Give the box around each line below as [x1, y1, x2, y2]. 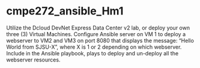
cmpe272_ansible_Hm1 [6, 4, 124, 18]
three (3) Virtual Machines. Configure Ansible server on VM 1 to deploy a [6, 30, 186, 37]
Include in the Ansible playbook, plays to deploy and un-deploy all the [6, 49, 179, 57]
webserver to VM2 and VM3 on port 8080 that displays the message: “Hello [6, 37, 194, 44]
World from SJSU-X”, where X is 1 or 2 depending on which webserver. [6, 43, 182, 51]
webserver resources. [6, 56, 61, 63]
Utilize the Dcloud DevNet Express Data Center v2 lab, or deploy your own [6, 24, 190, 31]
